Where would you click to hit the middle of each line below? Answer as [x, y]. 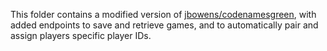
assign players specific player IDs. [81, 35]
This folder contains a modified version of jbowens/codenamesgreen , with [163, 14]
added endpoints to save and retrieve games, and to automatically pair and [164, 25]
